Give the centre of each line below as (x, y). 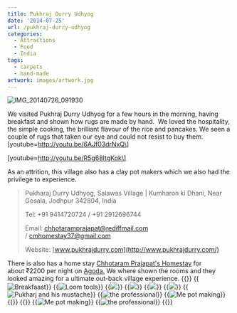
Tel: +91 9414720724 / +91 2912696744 (83, 215)
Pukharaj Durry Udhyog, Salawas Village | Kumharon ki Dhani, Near (123, 193)
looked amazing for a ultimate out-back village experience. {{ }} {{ (103, 279)
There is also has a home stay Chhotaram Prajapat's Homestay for (105, 263)
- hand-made (32, 73)
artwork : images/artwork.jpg (51, 80)
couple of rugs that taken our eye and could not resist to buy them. (105, 137)
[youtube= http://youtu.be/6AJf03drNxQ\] (68, 144)
